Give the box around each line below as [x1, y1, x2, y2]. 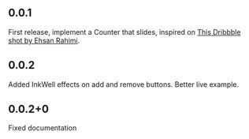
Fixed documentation [8, 123, 77, 133]
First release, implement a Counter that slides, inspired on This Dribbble [8, 27, 241, 36]
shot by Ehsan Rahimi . [8, 36, 80, 45]
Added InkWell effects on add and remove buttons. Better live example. [8, 79, 239, 89]
